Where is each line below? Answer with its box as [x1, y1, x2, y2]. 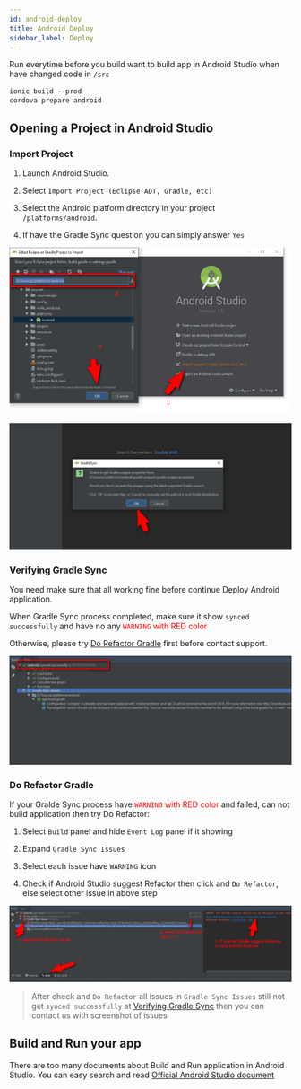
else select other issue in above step [21, 888, 159, 899]
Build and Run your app [9, 1036, 142, 1051]
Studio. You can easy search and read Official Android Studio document [9, 1069, 275, 1080]
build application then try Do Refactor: [9, 809, 150, 820]
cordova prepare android [9, 96, 102, 105]
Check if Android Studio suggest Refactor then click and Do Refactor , [21, 878, 279, 889]
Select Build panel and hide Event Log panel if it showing [21, 826, 233, 837]
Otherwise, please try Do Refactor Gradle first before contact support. [9, 637, 268, 648]
